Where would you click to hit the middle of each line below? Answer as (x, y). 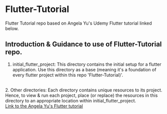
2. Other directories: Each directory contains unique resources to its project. (84, 90)
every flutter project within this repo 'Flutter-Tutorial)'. (68, 75)
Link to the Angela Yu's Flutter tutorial (44, 106)
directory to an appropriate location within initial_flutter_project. (71, 100)
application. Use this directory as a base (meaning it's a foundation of (84, 69)
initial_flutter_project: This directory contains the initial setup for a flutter (87, 64)
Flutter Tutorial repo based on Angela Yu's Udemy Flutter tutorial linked (78, 23)
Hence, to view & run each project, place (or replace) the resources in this (81, 95)
